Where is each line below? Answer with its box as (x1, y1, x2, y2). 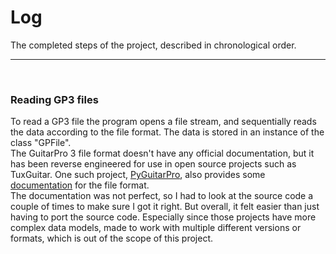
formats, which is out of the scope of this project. (10, 232, 214, 245)
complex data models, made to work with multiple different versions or (10, 222, 302, 234)
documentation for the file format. (10, 179, 150, 191)
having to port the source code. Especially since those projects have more (10, 211, 317, 223)
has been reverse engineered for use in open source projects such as (10, 158, 297, 170)
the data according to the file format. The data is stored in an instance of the (10, 126, 325, 138)
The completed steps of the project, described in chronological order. (10, 39, 297, 51)
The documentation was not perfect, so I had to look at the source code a (10, 190, 314, 202)
